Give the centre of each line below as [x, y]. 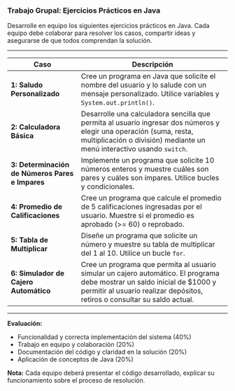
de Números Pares [42, 174]
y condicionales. [108, 186]
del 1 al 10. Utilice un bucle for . [133, 253]
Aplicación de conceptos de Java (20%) [76, 359]
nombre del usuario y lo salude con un [144, 85]
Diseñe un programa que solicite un [139, 235]
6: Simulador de [38, 273]
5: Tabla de [30, 240]
